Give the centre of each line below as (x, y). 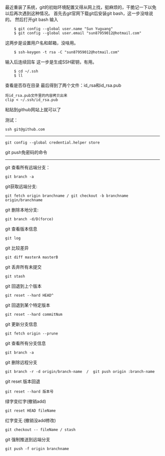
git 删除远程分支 (21, 362)
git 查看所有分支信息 (26, 343)
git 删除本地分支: (22, 210)
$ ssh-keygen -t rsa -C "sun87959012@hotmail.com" (67, 52)
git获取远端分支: (21, 186)
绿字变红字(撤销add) (26, 401)
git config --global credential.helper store (52, 143)
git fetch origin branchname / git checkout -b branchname (67, 196)
